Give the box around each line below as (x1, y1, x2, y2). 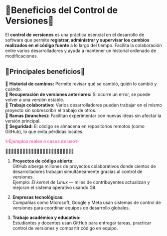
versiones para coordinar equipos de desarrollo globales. (12, 204, 130, 210)
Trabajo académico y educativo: (12, 214, 81, 220)
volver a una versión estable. (5, 96, 65, 102)
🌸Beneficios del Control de (5, 4, 118, 16)
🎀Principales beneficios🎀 (5, 67, 85, 76)
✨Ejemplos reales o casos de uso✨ (5, 138, 79, 144)
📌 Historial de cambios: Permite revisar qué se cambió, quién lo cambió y (5, 80, 157, 86)
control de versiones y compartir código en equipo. (12, 225, 118, 231)
